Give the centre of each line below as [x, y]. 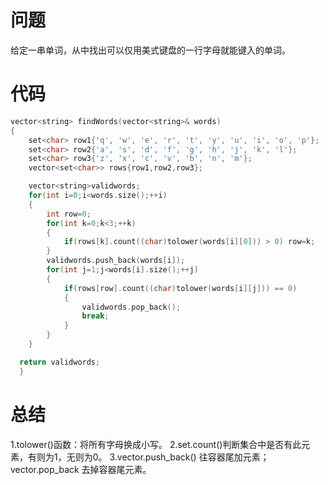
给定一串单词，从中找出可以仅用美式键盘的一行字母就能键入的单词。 [150, 50]
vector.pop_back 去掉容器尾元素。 [81, 469]
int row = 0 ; [69, 214]
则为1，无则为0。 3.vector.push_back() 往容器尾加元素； [153, 457]
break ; [95, 316]
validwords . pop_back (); [131, 307]
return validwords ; [60, 362]
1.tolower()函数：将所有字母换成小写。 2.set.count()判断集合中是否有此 [156, 444]
